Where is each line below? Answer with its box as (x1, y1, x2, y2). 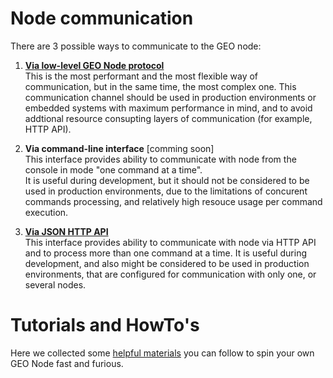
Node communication (10, 7, 194, 30)
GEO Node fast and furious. (10, 357, 124, 369)
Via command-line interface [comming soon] (24, 142, 215, 154)
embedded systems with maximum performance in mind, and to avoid (24, 102, 313, 114)
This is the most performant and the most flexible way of (24, 70, 259, 82)
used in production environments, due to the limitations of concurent (24, 185, 308, 197)
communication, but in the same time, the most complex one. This (24, 80, 297, 92)
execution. (24, 206, 69, 218)
